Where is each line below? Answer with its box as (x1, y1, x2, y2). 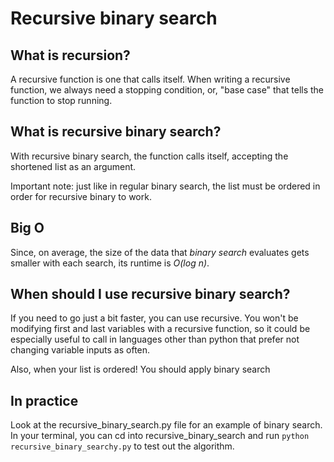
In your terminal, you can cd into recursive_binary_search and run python (10, 430, 310, 442)
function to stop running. (10, 95, 113, 106)
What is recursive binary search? (10, 123, 222, 141)
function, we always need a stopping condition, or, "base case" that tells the (10, 84, 325, 96)
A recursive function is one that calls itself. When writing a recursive (10, 73, 291, 85)
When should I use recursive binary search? (10, 286, 291, 303)
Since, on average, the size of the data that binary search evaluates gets (10, 246, 310, 258)
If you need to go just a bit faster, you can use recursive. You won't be (10, 312, 299, 324)
